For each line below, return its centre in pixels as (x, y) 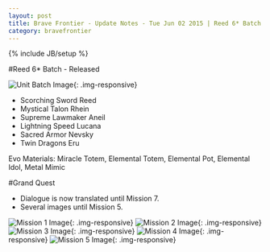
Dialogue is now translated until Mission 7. (89, 199)
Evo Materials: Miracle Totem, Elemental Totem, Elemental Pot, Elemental (129, 159)
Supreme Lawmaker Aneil (63, 118)
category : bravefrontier (50, 31)
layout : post (30, 16)
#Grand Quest (32, 183)
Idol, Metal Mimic (37, 167)
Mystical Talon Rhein (55, 109)
